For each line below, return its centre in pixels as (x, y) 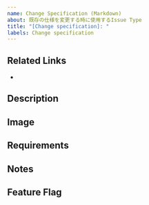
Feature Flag (34, 192)
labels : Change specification (51, 33)
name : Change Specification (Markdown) (64, 13)
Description (33, 99)
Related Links (37, 60)
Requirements (38, 145)
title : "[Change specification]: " (58, 26)
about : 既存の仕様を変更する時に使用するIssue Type (74, 20)
